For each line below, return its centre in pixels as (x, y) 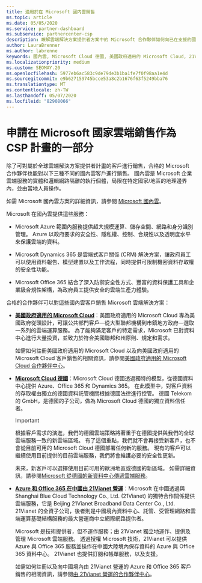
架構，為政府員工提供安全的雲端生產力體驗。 (96, 290)
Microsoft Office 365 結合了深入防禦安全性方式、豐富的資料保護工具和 (102, 282)
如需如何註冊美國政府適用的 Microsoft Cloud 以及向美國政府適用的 (97, 350)
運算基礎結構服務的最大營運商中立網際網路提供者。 (84, 518)
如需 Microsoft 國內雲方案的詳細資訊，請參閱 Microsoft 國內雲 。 (85, 201)
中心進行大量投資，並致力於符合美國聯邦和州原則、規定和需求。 (94, 338)
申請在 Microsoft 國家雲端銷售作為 (91, 133)
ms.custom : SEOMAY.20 (33, 68)
